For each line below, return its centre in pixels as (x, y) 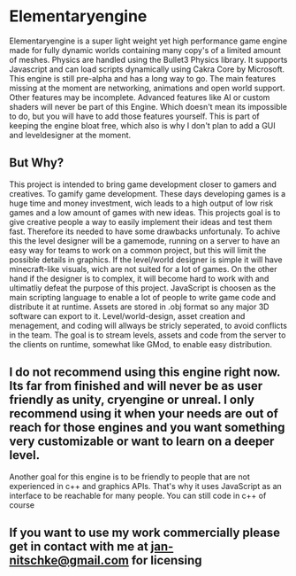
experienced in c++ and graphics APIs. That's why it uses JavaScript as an (146, 486)
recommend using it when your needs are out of (144, 414)
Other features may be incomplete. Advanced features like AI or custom (140, 97)
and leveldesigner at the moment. (70, 135)
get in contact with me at (79, 546)
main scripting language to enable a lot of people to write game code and (143, 297)
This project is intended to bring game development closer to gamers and (143, 184)
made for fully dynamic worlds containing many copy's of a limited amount (145, 50)
